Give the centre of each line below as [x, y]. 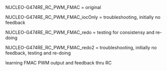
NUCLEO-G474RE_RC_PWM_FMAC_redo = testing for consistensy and [80, 32]
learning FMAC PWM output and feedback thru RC [58, 63]
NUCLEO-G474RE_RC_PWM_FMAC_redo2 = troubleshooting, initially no [81, 47]
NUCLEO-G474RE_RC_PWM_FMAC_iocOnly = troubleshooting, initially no [83, 17]
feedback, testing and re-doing [38, 53]
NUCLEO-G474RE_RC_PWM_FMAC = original [53, 7]
